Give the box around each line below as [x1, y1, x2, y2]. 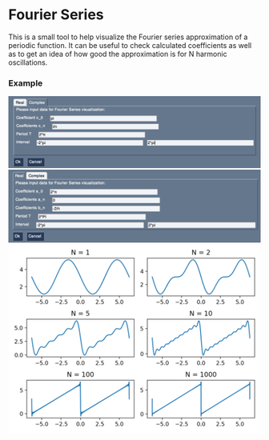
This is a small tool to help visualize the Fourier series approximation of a [8, 32, 248, 42]
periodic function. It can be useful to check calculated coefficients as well [8, 40, 252, 50]
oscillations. [8, 58, 48, 67]
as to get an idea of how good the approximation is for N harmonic [8, 49, 227, 58]
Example [8, 78, 43, 89]
